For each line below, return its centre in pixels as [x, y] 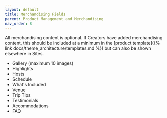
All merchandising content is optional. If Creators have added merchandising [84, 38]
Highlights [23, 69]
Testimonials [25, 101]
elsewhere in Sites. [24, 54]
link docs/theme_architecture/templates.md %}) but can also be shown [78, 48]
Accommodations [30, 106]
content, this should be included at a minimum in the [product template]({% [83, 43]
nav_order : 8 [19, 24]
